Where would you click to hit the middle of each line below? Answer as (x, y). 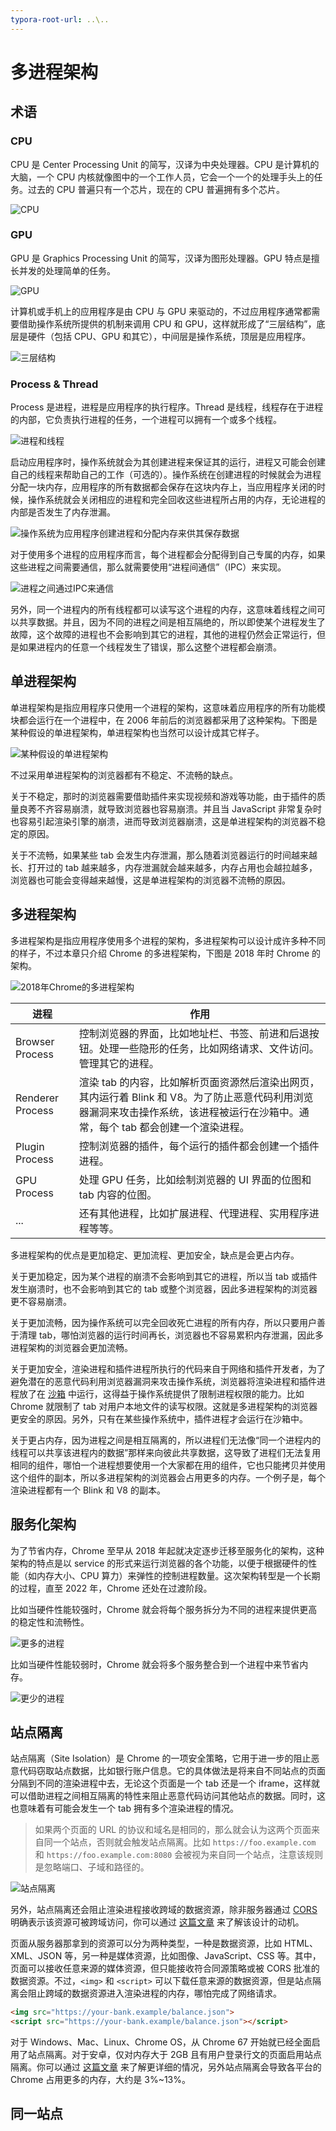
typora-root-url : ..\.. (60, 19)
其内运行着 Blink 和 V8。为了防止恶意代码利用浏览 (196, 1097)
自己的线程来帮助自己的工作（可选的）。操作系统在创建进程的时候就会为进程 (166, 475)
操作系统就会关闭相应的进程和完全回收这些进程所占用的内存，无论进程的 (176, 500)
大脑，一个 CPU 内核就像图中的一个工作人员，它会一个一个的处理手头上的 (162, 177)
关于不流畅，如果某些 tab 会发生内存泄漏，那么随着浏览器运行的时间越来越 (164, 855)
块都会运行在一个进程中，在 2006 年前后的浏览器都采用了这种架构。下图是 (164, 720)
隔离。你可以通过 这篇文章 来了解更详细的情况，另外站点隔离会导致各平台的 (166, 2067)
